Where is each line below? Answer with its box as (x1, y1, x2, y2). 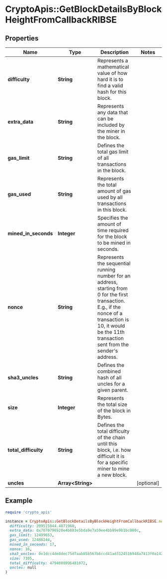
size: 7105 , (9, 556, 35, 561)
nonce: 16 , (9, 547, 32, 552)
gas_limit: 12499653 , (9, 533, 55, 538)
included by (97, 121, 125, 128)
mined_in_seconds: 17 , (9, 542, 57, 547)
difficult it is (97, 453, 125, 460)
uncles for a (97, 380, 125, 387)
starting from (97, 285, 128, 291)
